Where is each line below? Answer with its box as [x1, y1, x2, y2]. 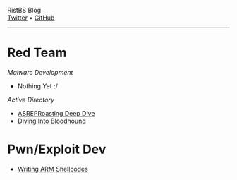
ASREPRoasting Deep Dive [17, 109, 95, 117]
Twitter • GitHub [7, 13, 55, 22]
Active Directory [7, 95, 55, 104]
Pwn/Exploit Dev [7, 141, 107, 157]
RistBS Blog [7, 6, 41, 14]
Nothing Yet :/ [17, 81, 58, 90]
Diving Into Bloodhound [17, 116, 86, 125]
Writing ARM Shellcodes [17, 164, 88, 173]
